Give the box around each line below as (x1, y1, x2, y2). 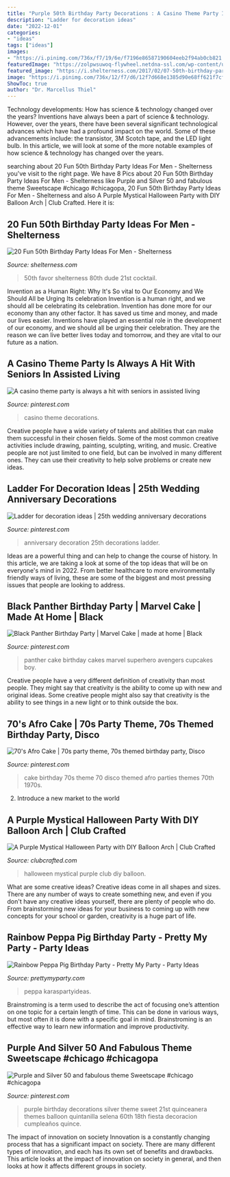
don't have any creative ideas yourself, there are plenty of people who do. (7, 897, 216, 905)
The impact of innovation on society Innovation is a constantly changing (7, 1132, 210, 1141)
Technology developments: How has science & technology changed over (7, 106, 214, 114)
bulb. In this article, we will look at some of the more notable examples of (7, 142, 214, 150)
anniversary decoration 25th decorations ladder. (23, 538, 160, 547)
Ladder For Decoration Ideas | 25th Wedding (7, 483, 200, 495)
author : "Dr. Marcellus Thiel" (7, 86, 97, 93)
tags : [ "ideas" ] (7, 42, 53, 49)
